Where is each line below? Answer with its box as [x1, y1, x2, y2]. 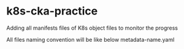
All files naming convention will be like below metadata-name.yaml [6, 36, 175, 43]
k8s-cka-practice [6, 4, 98, 18]
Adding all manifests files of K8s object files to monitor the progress [6, 24, 178, 31]
